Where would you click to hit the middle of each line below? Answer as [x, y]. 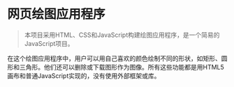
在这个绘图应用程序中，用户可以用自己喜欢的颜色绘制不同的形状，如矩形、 [114, 58]
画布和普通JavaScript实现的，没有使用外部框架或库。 [84, 76]
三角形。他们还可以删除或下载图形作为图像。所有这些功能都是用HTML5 [122, 67]
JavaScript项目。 [49, 43]
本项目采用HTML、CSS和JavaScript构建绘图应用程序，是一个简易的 [122, 35]
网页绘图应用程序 [57, 14]
